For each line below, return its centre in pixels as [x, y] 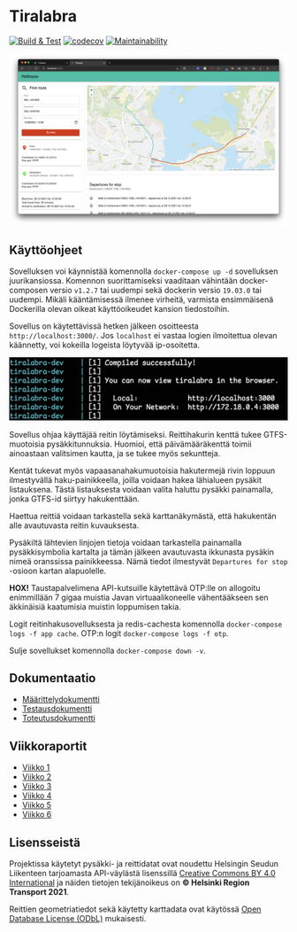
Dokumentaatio [53, 678]
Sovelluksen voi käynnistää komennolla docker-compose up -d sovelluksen [144, 271]
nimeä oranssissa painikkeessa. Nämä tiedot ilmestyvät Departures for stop [148, 561]
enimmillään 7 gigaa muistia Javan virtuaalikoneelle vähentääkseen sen [139, 597]
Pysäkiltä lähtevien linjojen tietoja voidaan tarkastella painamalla [126, 542]
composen [29, 291]
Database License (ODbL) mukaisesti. [78, 918]
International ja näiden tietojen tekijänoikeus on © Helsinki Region [129, 882]
